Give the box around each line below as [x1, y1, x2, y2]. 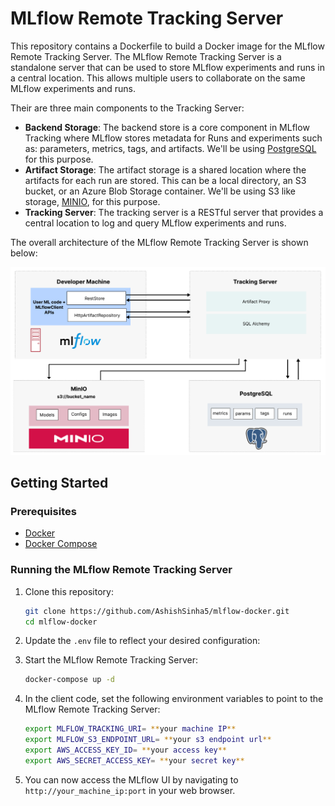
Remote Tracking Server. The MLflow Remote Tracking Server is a [10, 50, 282, 62]
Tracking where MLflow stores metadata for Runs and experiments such [24, 132, 323, 144]
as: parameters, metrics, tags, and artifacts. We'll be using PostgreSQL [24, 142, 317, 154]
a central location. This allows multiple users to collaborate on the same [10, 72, 306, 84]
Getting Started [10, 475, 109, 492]
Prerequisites [10, 504, 77, 518]
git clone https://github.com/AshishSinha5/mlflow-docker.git [24, 606, 290, 616]
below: [10, 247, 38, 259]
